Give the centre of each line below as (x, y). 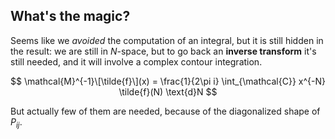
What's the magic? (70, 16)
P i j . (16, 122)
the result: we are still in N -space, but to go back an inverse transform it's (163, 51)
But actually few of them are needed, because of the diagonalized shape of (165, 111)
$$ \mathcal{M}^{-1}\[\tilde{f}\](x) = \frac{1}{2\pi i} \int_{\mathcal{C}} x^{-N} (168, 81)
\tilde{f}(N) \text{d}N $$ (168, 91)
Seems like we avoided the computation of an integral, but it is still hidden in (167, 40)
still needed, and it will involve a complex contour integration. (136, 61)
